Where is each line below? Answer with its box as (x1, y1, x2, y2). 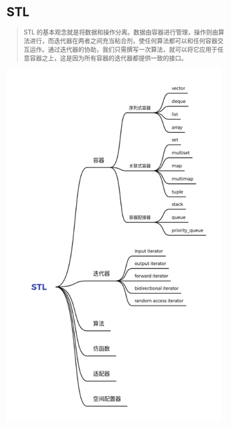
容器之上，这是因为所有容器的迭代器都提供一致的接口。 (29, 53, 187, 62)
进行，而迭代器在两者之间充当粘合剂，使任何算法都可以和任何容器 (29, 36, 218, 45)
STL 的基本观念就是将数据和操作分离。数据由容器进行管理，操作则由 (23, 28, 219, 36)
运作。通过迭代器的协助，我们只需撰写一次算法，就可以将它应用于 (29, 45, 218, 53)
